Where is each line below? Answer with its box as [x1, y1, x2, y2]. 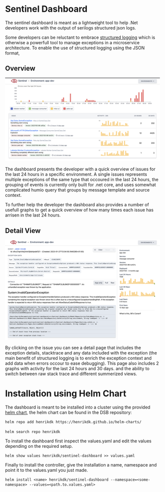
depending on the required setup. [5, 443, 73, 449]
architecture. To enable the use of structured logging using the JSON [5, 45, 145, 51]
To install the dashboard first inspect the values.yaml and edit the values [5, 438, 152, 444]
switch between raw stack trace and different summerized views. [5, 371, 137, 377]
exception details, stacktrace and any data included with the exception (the [5, 350, 157, 356]
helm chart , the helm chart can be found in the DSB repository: [5, 410, 132, 415]
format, [5, 50, 20, 56]
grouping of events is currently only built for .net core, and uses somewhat [5, 182, 156, 188]
